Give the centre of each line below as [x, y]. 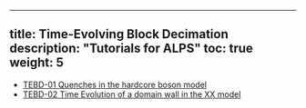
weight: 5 [36, 63]
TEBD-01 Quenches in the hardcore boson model [115, 84]
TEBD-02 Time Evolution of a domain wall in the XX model [132, 94]
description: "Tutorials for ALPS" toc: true [131, 49]
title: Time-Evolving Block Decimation [119, 34]
